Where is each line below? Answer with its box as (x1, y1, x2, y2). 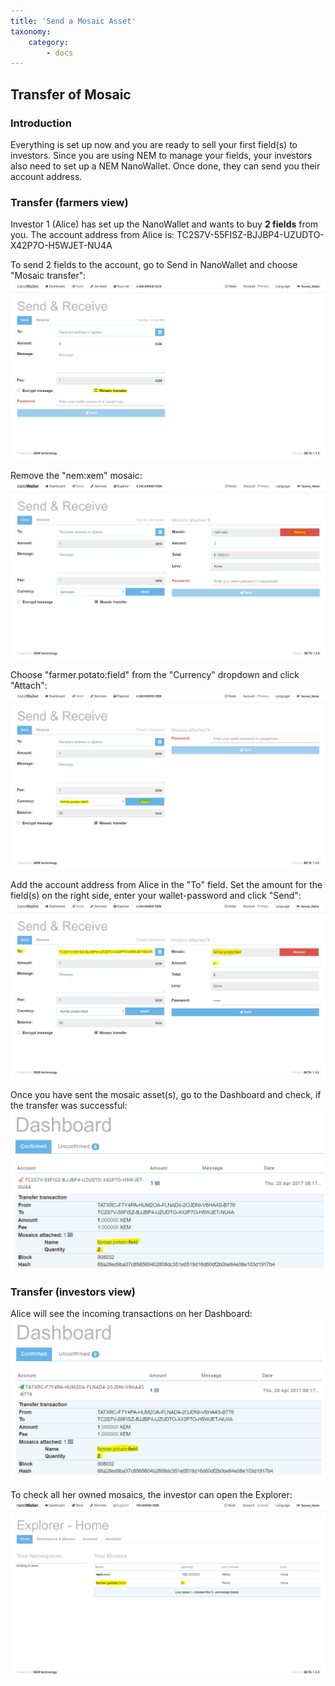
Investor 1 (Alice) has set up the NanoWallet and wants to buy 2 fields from (10, 218, 319, 230)
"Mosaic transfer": (10, 270, 87, 282)
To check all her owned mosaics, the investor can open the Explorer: (10, 1488, 293, 1500)
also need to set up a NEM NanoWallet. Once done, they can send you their (10, 160, 321, 172)
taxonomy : (10, 26, 52, 37)
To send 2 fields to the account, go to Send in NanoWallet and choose (10, 259, 298, 271)
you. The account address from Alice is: (10, 229, 175, 241)
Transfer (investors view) (10, 1285, 137, 1299)
